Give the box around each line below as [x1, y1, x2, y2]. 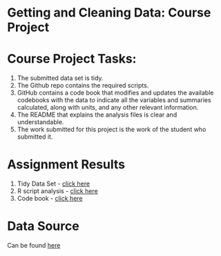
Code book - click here [17, 195, 83, 203]
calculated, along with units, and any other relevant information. [17, 104, 199, 112]
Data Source [7, 219, 79, 234]
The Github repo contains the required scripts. [17, 81, 149, 90]
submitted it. [17, 132, 53, 141]
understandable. [17, 118, 64, 126]
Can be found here [7, 242, 61, 249]
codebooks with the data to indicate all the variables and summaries [17, 96, 212, 104]
